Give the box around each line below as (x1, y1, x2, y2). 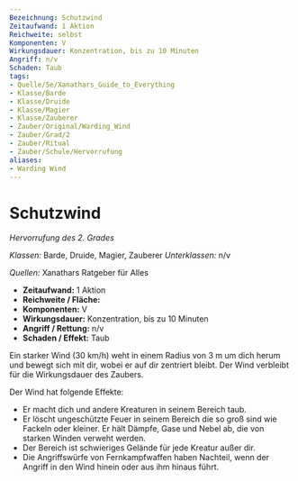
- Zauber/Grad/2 (9, 131, 70, 140)
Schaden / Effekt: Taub (22, 332, 110, 343)
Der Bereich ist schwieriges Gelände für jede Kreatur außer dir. (22, 442, 257, 453)
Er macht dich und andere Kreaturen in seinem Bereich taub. (22, 404, 248, 415)
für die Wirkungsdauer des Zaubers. (9, 369, 144, 380)
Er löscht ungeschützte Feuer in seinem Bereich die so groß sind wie (22, 413, 277, 424)
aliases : (9, 155, 42, 165)
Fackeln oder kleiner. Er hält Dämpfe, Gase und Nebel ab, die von (22, 423, 265, 434)
